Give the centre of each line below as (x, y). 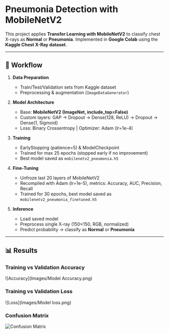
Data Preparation (31, 77)
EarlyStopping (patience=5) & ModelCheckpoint (70, 148)
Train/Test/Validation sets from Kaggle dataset (68, 87)
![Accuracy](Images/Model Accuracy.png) (49, 279)
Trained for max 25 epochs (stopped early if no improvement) (84, 153)
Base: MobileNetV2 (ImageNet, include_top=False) (74, 112)
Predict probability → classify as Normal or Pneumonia (77, 229)
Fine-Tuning (25, 168)
